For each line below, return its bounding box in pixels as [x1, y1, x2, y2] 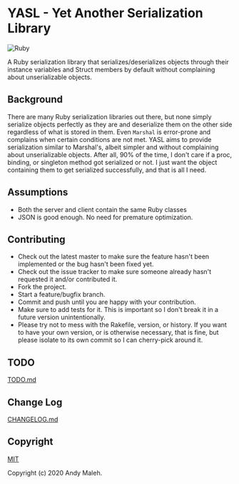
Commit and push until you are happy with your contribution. [17, 298, 196, 306]
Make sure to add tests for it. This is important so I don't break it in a [17, 306, 219, 314]
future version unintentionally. [17, 313, 106, 322]
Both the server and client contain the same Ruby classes [17, 205, 187, 213]
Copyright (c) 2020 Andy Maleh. [7, 468, 103, 477]
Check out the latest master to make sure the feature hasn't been [17, 252, 210, 261]
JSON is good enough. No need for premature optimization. [17, 213, 193, 221]
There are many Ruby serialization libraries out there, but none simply [7, 112, 212, 121]
